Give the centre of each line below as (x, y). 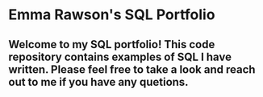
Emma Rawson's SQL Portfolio (112, 15)
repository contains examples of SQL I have (120, 57)
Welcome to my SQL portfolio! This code (112, 44)
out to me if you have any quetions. (98, 82)
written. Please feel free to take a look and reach (132, 69)
